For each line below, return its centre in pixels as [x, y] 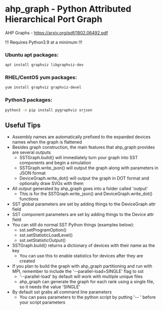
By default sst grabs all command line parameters [62, 292]
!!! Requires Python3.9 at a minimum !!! [44, 42]
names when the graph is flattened [47, 142]
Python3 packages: [29, 100]
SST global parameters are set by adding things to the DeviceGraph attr [84, 204]
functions [29, 199]
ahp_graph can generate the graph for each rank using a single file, [87, 282]
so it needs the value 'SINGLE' [50, 287]
